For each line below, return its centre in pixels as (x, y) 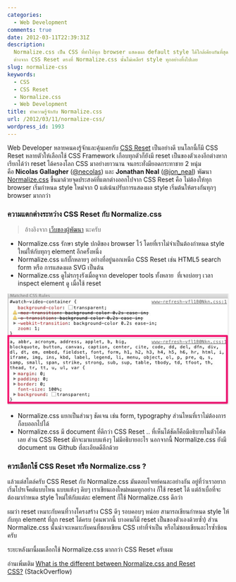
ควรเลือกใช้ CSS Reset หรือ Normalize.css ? (77, 466)
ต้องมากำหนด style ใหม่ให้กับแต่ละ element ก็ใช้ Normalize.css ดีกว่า (95, 497)
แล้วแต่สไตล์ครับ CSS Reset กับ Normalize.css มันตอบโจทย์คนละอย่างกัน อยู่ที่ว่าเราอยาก (117, 481)
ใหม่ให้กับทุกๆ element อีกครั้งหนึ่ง (60, 251)
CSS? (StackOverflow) (40, 571)
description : (26, 45)
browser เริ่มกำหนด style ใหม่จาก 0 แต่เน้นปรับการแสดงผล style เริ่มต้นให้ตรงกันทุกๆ (112, 187)
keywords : (22, 74)
